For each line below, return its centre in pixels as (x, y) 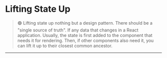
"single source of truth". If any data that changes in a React (78, 30)
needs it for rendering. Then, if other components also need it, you (85, 40)
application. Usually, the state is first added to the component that (85, 35)
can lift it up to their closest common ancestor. (65, 46)
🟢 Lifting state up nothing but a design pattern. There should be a (85, 23)
